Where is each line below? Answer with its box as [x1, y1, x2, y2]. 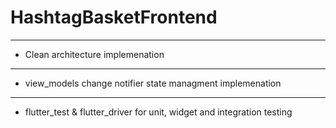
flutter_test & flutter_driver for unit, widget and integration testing [24, 106, 293, 118]
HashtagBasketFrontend [10, 6, 218, 29]
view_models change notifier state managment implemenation [24, 77, 282, 89]
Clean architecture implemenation [24, 48, 165, 60]
